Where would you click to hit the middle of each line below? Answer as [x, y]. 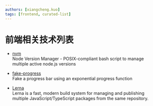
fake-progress [27, 73]
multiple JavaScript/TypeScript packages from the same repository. [80, 99]
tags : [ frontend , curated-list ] [38, 14]
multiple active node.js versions [44, 64]
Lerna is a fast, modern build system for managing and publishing [78, 93]
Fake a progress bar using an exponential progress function [72, 79]
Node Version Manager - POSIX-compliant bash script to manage [78, 59]
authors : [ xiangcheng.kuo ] [33, 10]
